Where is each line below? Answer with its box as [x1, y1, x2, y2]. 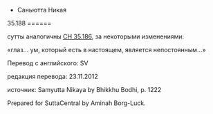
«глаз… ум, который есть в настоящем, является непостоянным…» [7, 46, 206, 54]
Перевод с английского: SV [7, 59, 89, 67]
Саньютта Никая [17, 6, 67, 14]
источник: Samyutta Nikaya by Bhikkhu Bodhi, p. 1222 [7, 86, 162, 93]
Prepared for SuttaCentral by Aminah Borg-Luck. [7, 99, 147, 107]
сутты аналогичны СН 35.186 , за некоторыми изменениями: [7, 32, 185, 41]
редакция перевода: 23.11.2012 [7, 72, 98, 80]
